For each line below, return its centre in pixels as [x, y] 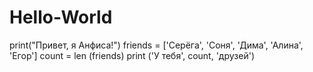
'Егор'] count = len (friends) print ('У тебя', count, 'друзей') [132, 55]
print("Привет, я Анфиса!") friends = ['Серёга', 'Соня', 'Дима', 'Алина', [156, 45]
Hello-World [61, 17]
